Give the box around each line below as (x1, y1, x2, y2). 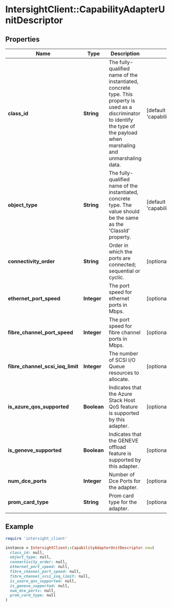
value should (109, 208, 140, 215)
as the (109, 221, 124, 227)
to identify (109, 116, 133, 123)
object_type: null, (10, 555, 52, 560)
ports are (109, 255, 131, 262)
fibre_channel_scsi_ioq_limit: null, (10, 574, 91, 579)
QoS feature (109, 403, 138, 410)
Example (5, 522, 34, 531)
